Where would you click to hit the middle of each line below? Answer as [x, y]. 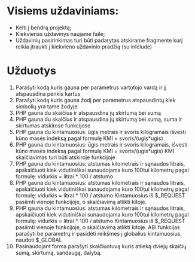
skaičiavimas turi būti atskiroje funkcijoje [65, 157]
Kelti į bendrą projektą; [43, 28]
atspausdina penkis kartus [48, 93]
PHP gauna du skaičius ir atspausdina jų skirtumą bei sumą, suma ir [99, 119]
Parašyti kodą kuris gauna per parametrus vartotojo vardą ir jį [91, 87]
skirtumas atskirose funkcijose [53, 125]
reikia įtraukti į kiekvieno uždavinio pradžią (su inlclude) [84, 47]
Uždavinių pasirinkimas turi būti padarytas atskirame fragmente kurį [99, 40]
